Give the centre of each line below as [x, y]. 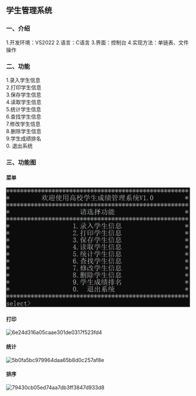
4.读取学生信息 [24, 102]
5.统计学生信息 [24, 109]
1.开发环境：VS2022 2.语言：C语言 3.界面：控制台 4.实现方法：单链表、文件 [97, 42]
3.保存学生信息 [24, 95]
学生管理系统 [29, 11]
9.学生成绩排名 [24, 138]
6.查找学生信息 [24, 116]
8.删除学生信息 [24, 131]
